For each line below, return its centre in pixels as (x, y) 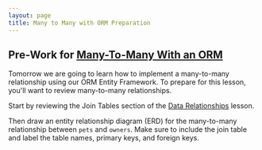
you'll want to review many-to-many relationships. (90, 91)
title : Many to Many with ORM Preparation (79, 23)
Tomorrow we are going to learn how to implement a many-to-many (119, 74)
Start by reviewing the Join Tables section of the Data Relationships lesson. (131, 106)
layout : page (30, 15)
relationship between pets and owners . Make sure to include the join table (128, 129)
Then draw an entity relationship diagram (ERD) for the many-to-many (123, 121)
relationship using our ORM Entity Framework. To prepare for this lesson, (127, 82)
